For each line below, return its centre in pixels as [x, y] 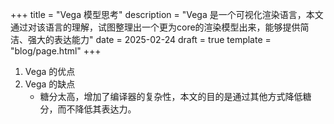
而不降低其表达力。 [97, 109]
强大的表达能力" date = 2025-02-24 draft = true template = [149, 39]
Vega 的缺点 [50, 84]
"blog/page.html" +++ [56, 51]
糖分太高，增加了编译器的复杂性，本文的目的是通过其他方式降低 [171, 96]
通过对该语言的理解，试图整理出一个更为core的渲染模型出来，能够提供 [155, 27]
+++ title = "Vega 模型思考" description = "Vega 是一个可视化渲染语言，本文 [167, 14]
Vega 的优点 [50, 71]
